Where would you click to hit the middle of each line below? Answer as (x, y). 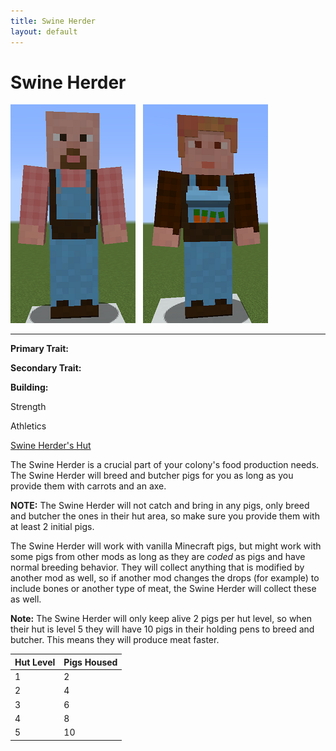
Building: (29, 387)
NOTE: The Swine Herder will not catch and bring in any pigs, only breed (160, 506)
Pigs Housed (90, 662)
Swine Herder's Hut (51, 446)
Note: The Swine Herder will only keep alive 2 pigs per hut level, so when (161, 619)
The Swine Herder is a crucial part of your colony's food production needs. (165, 465)
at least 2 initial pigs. (52, 527)
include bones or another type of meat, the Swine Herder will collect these (163, 589)
